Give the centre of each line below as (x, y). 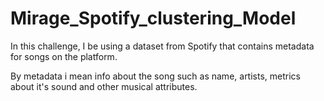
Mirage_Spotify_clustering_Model (153, 18)
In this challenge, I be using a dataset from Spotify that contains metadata (162, 46)
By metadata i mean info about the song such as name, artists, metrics (155, 76)
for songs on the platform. (64, 56)
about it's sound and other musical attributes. (104, 86)
